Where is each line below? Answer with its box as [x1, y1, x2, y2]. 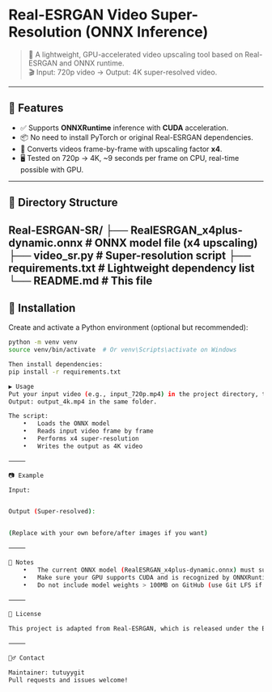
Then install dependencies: [8, 361, 104, 369]
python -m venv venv [8, 338, 79, 347]
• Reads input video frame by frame [23, 427, 154, 436]
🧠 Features [8, 101, 64, 115]
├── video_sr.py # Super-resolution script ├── [8, 248, 252, 262]
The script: [8, 412, 49, 420]
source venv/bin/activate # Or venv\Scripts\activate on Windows [8, 346, 237, 354]
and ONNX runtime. [59, 58, 125, 68]
